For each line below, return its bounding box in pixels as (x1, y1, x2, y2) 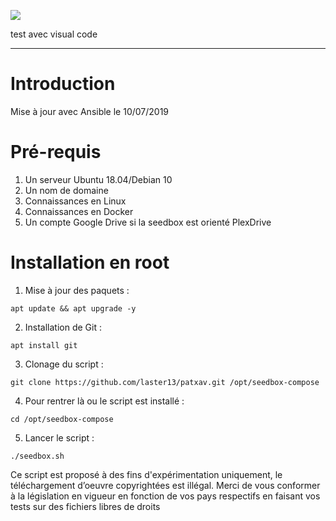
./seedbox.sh (10, 451, 65, 461)
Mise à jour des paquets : (24, 284, 130, 296)
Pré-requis (10, 141, 102, 164)
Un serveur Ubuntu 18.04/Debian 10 (24, 173, 173, 185)
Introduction (10, 73, 116, 95)
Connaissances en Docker (24, 205, 134, 217)
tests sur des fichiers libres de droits (10, 500, 161, 512)
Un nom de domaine (24, 184, 109, 196)
